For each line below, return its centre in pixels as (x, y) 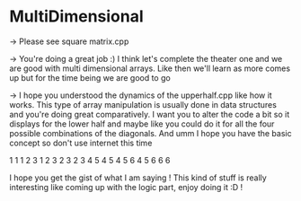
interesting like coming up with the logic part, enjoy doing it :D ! (126, 187)
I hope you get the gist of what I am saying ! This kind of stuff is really (138, 178)
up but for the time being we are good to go (90, 77)
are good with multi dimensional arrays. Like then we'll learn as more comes (150, 68)
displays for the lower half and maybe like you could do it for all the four (142, 124)
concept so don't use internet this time (81, 143)
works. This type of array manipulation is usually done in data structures (143, 104)
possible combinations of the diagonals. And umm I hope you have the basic (150, 133)
